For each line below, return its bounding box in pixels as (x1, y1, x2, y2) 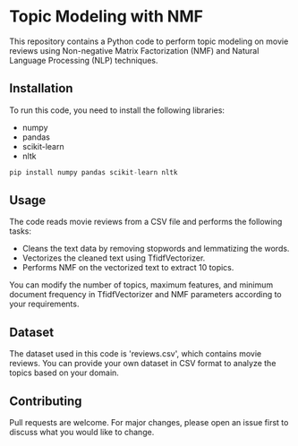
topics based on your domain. (9, 367, 119, 378)
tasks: (9, 226, 32, 236)
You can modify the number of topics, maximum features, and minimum (9, 279, 274, 290)
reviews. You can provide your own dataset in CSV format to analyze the (9, 358, 277, 369)
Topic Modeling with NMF (9, 6, 204, 27)
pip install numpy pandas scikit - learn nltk (9, 167, 178, 176)
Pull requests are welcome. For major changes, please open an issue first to (9, 417, 289, 428)
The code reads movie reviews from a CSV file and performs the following (9, 217, 283, 227)
